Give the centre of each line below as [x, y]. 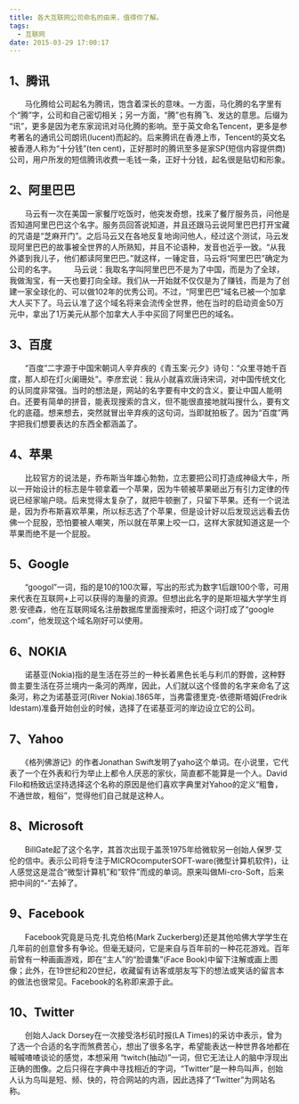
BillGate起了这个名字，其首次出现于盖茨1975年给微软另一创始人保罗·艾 [154, 849]
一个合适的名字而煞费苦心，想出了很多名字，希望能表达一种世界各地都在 [157, 1046]
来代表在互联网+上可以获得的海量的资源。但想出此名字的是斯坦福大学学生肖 [148, 598]
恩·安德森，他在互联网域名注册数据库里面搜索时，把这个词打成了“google [141, 610]
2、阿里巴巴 [42, 190]
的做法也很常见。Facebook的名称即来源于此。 [93, 981]
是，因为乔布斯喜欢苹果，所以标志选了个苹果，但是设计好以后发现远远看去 [145, 511]
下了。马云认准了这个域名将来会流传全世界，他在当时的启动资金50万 [158, 302]
